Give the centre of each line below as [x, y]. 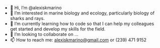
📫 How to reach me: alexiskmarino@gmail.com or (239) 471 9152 [78, 40]
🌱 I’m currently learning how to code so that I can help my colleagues [82, 23]
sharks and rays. [27, 18]
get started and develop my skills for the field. [58, 29]
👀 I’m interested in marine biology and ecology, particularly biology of [82, 13]
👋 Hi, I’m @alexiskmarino [36, 8]
